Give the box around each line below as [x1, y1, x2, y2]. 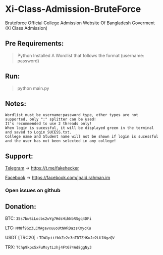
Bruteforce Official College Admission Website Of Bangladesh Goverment [5, 20, 155, 26]
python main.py [17, 85, 50, 91]
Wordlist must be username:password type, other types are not [5, 113, 139, 118]
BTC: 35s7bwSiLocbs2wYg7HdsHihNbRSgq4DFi [5, 215, 92, 221]
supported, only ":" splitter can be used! [5, 117, 97, 122]
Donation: [5, 202, 36, 211]
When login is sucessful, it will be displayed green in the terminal [5, 126, 154, 130]
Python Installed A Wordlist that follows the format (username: [17, 52, 145, 58]
